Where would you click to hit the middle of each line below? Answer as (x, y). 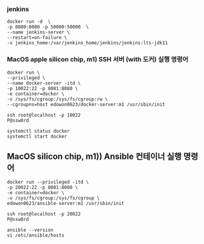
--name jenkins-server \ (38, 32)
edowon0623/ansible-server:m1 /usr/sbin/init (65, 204)
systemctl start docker (37, 136)
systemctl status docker (38, 131)
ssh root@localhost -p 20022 (44, 214)
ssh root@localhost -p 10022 (44, 115)
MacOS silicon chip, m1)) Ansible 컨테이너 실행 (94, 156)
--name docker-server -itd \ (44, 83)
